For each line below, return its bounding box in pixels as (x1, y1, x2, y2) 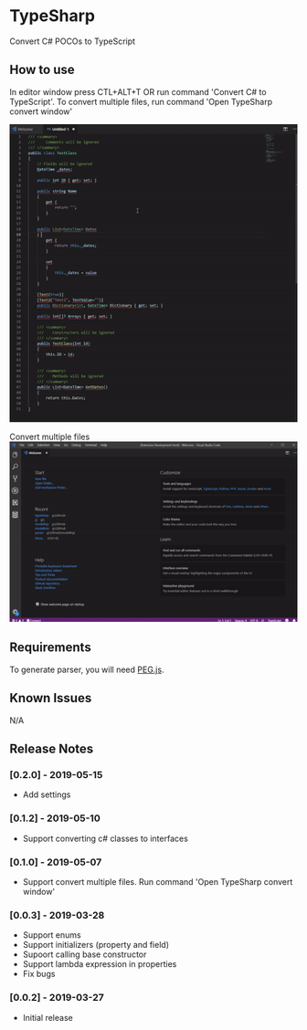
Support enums (22, 930, 81, 941)
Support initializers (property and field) (22, 940, 169, 951)
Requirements (9, 640, 91, 656)
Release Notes (9, 741, 94, 757)
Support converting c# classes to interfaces (22, 833, 189, 844)
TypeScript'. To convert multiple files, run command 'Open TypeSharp (9, 96, 272, 107)
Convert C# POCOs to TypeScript (9, 36, 135, 47)
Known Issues (9, 690, 92, 706)
